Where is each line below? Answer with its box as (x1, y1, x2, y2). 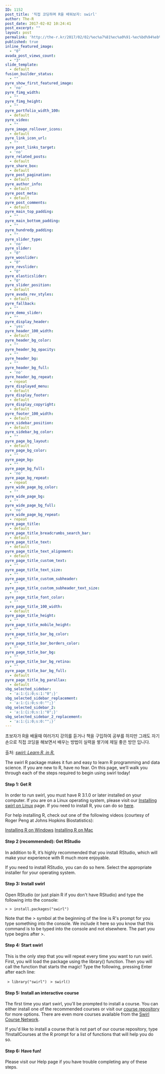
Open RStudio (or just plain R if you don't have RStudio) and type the (5, 892, 144, 898)
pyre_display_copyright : (5, 402, 56, 407)
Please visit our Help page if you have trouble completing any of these (5, 1059, 147, 1065)
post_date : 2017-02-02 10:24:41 (5, 21, 71, 26)
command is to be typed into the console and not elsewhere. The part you (5, 925, 155, 931)
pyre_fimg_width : (5, 90, 41, 95)
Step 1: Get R (5, 781, 32, 787)
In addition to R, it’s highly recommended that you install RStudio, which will (5, 849, 158, 855)
